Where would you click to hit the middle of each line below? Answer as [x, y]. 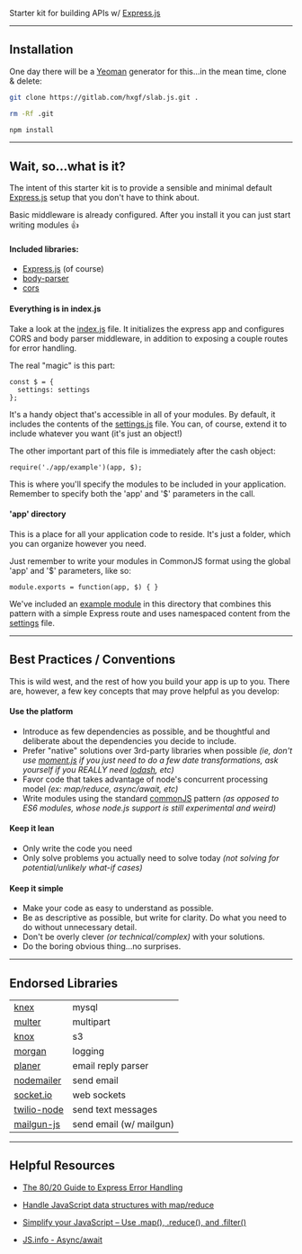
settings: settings [54, 390]
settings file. [32, 623]
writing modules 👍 [44, 225]
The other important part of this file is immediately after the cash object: [142, 451]
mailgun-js [37, 1124]
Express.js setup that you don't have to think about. [104, 198]
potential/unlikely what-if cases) [82, 868]
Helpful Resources [62, 1165]
